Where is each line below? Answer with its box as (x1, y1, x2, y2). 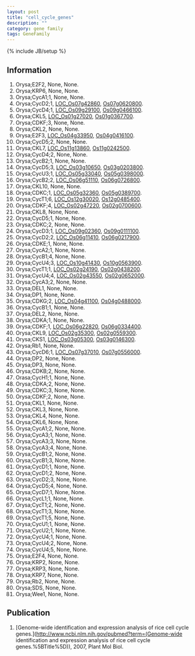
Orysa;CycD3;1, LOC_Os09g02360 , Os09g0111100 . (15, 227, 141, 234)
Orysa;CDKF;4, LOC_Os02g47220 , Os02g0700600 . (15, 201, 143, 209)
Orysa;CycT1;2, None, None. (15, 501, 86, 508)
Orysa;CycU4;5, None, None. (15, 546, 88, 553)
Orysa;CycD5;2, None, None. (15, 138, 88, 145)
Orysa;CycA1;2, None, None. (15, 425, 86, 432)
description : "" (7, 20, 47, 26)
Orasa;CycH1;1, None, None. (15, 374, 86, 381)
